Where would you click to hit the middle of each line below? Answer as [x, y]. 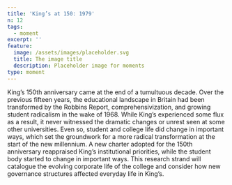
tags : [15, 27]
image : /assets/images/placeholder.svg [71, 53]
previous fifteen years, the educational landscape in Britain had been [106, 99]
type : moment [26, 72]
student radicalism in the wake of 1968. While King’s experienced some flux [116, 114]
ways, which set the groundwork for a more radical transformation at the [111, 136]
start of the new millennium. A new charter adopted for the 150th [100, 144]
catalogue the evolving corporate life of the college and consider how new [114, 166]
